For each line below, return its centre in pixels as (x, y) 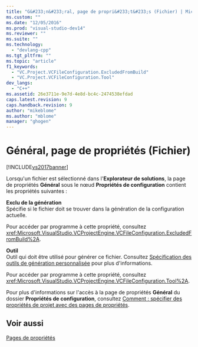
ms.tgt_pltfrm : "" (29, 56)
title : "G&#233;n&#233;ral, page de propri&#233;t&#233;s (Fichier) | (95, 12)
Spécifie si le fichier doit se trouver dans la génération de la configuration (95, 209)
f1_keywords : (22, 67)
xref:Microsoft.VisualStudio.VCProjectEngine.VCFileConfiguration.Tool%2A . (98, 281)
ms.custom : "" (24, 17)
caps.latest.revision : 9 (37, 99)
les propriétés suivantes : (37, 191)
